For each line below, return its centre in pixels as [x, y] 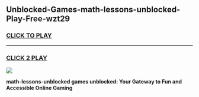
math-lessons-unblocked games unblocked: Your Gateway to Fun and [94, 81]
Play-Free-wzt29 [38, 19]
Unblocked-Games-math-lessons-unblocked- [93, 10]
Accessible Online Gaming [39, 88]
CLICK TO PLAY [29, 36]
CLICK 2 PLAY [27, 58]
